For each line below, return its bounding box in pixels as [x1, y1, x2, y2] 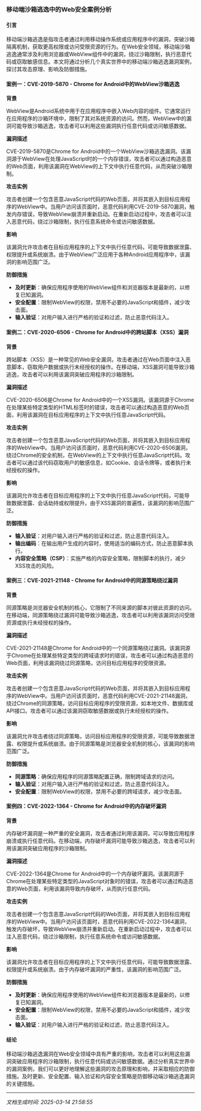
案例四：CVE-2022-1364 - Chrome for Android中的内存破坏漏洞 [6, 802, 166, 810]
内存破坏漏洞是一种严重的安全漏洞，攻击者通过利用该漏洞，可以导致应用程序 [6, 829, 195, 837]
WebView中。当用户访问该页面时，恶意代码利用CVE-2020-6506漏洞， [16, 444, 191, 451]
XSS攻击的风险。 [14, 562, 57, 569]
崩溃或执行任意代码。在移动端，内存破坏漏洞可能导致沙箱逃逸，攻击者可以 [6, 837, 190, 844]
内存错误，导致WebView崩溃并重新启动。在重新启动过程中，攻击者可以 [11, 210, 187, 218]
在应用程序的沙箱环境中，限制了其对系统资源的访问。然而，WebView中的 [6, 115, 187, 122]
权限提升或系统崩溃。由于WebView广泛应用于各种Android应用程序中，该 [6, 251, 185, 258]
